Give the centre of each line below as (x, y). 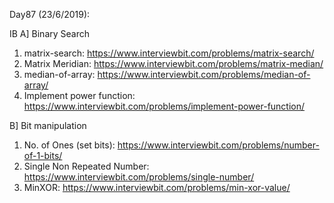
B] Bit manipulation (48, 125)
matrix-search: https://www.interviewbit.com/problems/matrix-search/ (169, 53)
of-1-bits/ (43, 155)
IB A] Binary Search (49, 33)
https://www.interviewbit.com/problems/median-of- (204, 74)
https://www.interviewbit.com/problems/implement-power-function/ (164, 106)
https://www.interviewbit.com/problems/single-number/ (139, 177)
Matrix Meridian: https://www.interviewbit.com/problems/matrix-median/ (173, 63)
